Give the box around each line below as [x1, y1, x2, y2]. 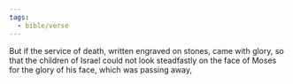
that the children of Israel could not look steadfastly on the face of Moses [9, 55, 277, 65]
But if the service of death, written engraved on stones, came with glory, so [9, 45, 285, 56]
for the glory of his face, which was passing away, [9, 64, 193, 75]
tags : [9, 12, 29, 22]
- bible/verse [17, 21, 69, 30]
